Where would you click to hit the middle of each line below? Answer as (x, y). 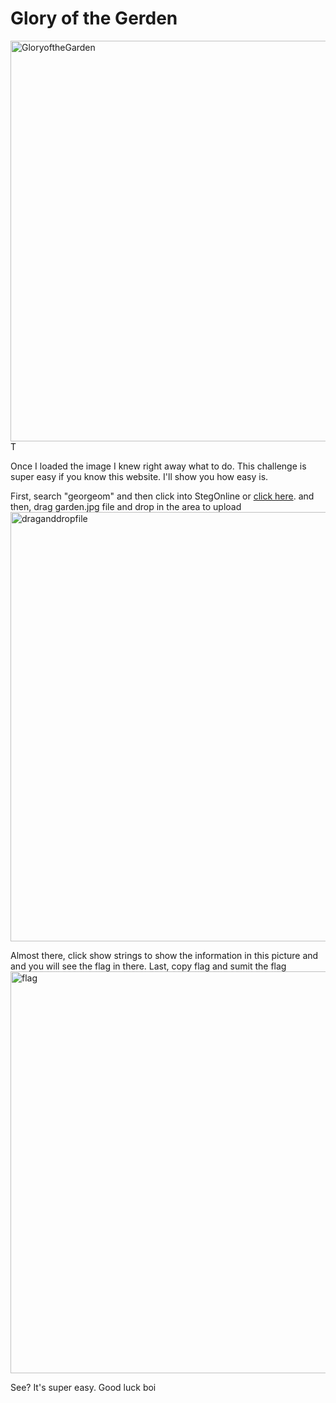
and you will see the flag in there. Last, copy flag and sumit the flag (148, 966)
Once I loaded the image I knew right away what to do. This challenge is (158, 466)
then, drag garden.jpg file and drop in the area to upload (126, 506)
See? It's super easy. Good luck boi (83, 1387)
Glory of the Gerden (94, 18)
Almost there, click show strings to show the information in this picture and (164, 955)
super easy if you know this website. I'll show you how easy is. (139, 476)
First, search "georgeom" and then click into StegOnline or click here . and (162, 496)
